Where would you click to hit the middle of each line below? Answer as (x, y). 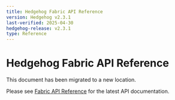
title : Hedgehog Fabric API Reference (55, 12)
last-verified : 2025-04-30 (40, 23)
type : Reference (26, 34)
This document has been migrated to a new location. (71, 80)
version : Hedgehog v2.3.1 (38, 17)
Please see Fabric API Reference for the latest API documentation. (88, 91)
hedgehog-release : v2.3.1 (38, 28)
